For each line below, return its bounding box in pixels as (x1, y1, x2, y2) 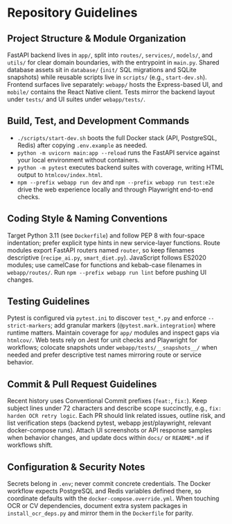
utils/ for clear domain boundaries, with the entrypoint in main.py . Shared (7, 58, 220, 67)
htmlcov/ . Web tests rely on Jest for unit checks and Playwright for (7, 336, 197, 344)
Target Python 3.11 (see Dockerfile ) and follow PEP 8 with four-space (7, 231, 205, 239)
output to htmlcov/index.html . (17, 170, 103, 178)
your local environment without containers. (17, 155, 140, 164)
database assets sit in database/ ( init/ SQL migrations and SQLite (7, 66, 197, 74)
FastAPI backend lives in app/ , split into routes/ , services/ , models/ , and (7, 51, 213, 59)
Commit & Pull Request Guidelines (7, 378, 157, 390)
